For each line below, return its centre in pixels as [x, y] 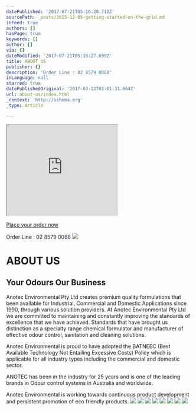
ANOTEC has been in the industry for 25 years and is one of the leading [93, 377]
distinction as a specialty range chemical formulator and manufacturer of [95, 328]
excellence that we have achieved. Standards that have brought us [87, 322]
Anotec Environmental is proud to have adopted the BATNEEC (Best [88, 346]
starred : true [24, 84]
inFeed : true [22, 23]
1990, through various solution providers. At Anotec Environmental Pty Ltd [96, 310]
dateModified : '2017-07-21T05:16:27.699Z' [59, 56]
